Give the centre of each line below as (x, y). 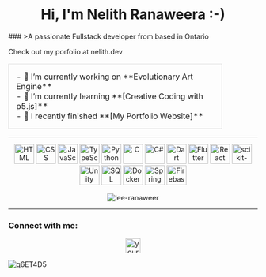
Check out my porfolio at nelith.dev (65, 51)
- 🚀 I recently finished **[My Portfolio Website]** (110, 116)
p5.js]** (32, 106)
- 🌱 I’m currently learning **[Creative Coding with (110, 96)
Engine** (34, 86)
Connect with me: (43, 225)
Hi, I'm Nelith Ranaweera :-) (133, 15)
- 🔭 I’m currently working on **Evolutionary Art (105, 77)
